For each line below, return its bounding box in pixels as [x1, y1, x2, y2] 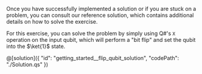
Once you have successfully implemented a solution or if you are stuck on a [6, 5, 197, 12]
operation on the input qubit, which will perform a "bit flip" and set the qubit [6, 36, 196, 43]
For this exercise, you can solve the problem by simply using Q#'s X [6, 30, 175, 37]
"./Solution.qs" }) [6, 61, 49, 68]
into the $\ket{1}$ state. [6, 42, 66, 50]
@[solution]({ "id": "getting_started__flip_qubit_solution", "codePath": [6, 55, 179, 61]
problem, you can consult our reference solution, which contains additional [6, 12, 194, 19]
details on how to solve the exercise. [6, 18, 98, 25]
